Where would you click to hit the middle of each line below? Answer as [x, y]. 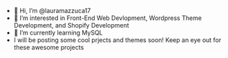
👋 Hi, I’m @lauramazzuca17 [52, 11]
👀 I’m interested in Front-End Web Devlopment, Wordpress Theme [108, 18]
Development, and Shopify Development [71, 25]
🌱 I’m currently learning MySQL [58, 32]
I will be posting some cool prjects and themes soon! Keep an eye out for [117, 40]
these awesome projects [49, 47]
